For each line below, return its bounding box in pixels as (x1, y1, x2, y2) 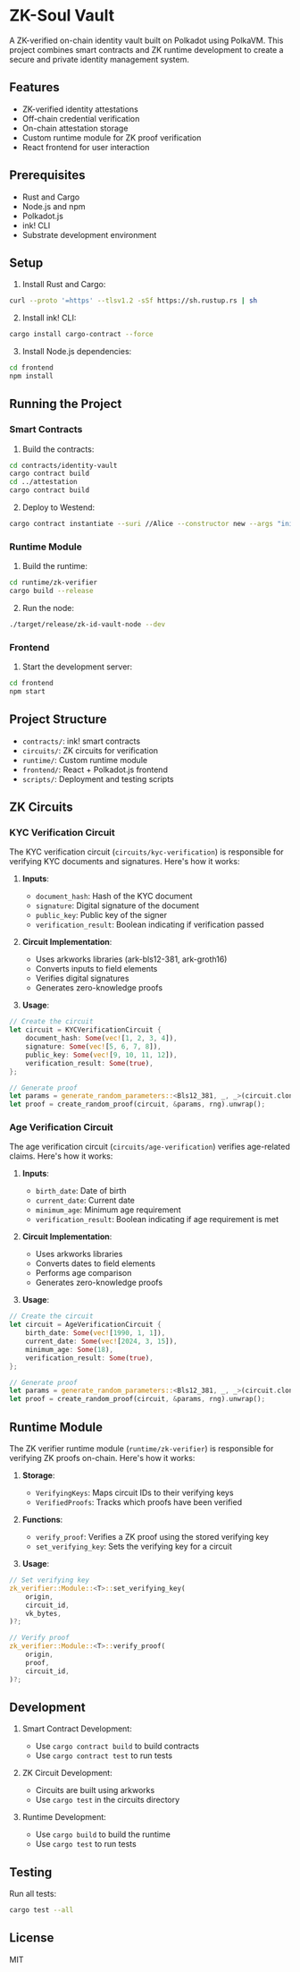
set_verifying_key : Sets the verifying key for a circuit (35, 1541, 232, 1552)
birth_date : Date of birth (35, 1186, 127, 1196)
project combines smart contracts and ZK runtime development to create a (9, 44, 284, 55)
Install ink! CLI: (21, 312, 77, 323)
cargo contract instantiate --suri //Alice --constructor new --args (9, 520, 274, 529)
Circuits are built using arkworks (35, 1785, 155, 1796)
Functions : (21, 1514, 63, 1526)
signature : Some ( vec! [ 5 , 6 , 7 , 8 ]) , (25, 1042, 162, 1051)
